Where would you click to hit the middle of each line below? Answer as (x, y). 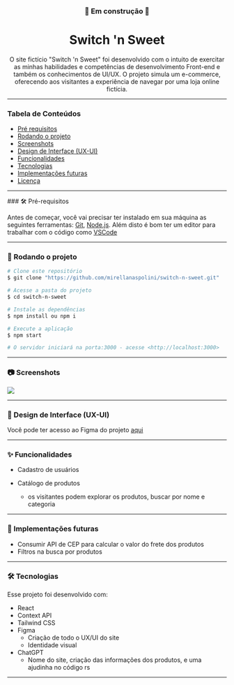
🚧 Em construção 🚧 (117, 11)
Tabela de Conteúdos (44, 113)
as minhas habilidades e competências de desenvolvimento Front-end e (117, 66)
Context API (34, 615)
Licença (29, 181)
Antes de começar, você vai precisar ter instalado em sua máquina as (107, 218)
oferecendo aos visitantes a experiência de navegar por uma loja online (117, 81)
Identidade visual (52, 645)
